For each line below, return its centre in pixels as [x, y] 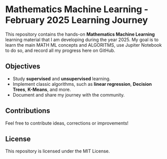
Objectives [23, 66]
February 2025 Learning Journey [77, 20]
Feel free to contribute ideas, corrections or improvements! [67, 123]
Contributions [28, 111]
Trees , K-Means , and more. [42, 89]
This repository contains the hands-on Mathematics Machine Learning [80, 34]
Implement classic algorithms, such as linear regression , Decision [82, 84]
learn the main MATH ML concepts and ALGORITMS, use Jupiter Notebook [83, 45]
